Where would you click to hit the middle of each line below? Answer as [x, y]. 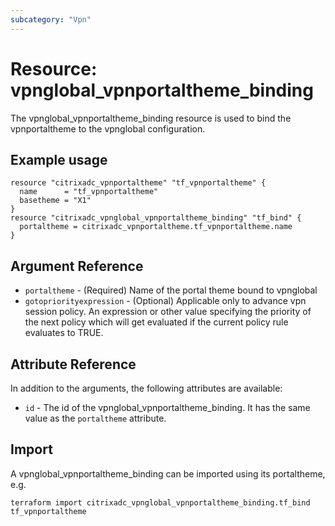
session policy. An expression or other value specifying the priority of [168, 312]
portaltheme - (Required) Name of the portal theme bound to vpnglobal [171, 290]
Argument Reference [77, 266]
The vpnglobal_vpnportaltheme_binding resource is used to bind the [151, 118]
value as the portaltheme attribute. [95, 418]
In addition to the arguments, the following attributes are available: [146, 388]
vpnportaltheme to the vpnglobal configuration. [108, 128]
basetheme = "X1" [55, 201]
